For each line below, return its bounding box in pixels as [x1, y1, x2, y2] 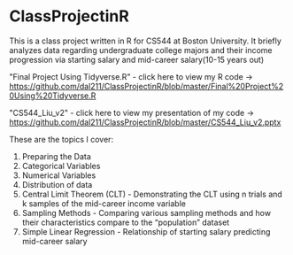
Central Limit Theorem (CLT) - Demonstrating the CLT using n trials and [21, 189, 283, 199]
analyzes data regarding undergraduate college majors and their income [9, 44, 273, 55]
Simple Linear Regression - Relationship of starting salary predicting [21, 226, 271, 236]
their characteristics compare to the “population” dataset [21, 217, 230, 228]
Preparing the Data [21, 151, 91, 161]
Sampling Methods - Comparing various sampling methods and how [21, 207, 272, 218]
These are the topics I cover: [9, 134, 113, 144]
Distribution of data [21, 179, 93, 189]
